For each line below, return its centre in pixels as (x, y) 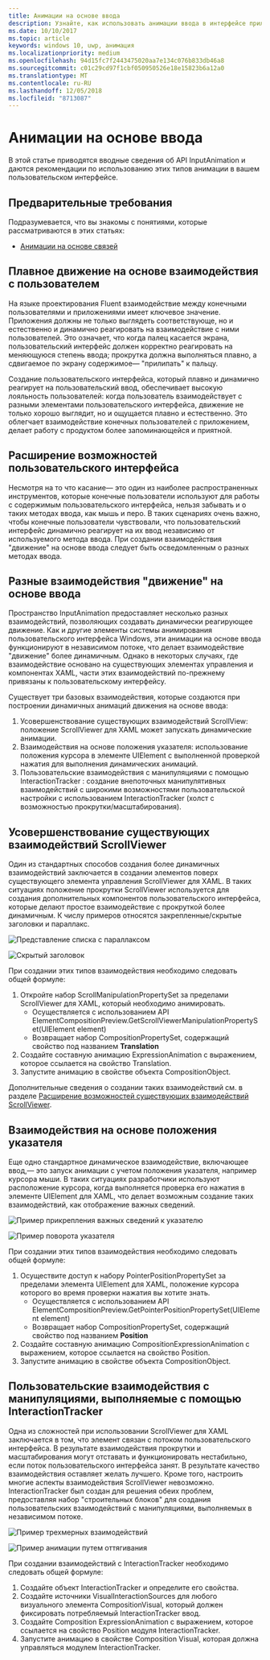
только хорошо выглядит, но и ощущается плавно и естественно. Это (128, 413)
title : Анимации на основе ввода (64, 16)
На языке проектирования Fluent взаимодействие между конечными (128, 304)
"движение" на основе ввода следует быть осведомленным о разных (129, 547)
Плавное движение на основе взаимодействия (133, 272)
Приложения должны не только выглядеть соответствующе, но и (121, 320)
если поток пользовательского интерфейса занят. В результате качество (134, 1465)
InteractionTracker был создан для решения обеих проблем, (111, 1491)
